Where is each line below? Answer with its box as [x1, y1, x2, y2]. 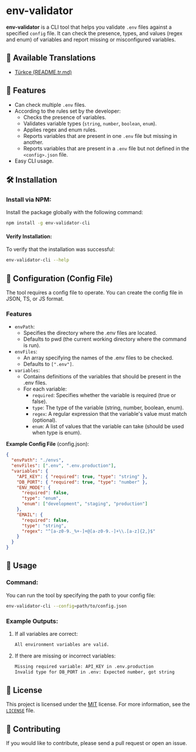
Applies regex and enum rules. [23, 126, 97, 133]
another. [23, 138, 44, 145]
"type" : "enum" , [21, 496, 61, 502]
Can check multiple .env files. [14, 101, 87, 108]
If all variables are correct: [14, 630, 78, 637]
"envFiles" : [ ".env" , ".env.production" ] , [11, 463, 116, 469]
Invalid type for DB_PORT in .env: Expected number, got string [14, 669, 175, 675]
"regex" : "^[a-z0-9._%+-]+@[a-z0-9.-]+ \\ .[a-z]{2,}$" [21, 528, 156, 534]
